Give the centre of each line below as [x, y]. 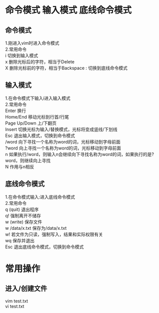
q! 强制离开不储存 [23, 215]
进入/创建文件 [26, 289]
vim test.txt [17, 301]
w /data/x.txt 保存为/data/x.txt [36, 228]
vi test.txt [15, 306]
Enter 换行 [16, 111]
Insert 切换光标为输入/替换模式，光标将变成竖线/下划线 [61, 129]
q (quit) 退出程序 [22, 209]
